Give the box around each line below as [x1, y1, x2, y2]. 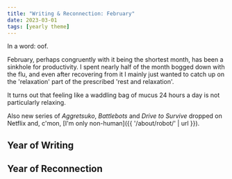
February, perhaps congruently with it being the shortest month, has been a [7, 56, 224, 64]
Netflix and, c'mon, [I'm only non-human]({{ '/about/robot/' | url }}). [7, 119, 200, 128]
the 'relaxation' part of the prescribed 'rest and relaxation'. [7, 78, 174, 86]
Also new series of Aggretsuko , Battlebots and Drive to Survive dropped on [7, 112, 222, 120]
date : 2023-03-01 [7, 17, 58, 24]
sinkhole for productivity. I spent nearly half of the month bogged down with [7, 63, 225, 71]
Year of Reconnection [7, 163, 103, 175]
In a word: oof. [7, 42, 49, 51]
